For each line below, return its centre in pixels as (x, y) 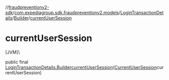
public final (17, 62)
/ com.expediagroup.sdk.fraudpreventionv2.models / (66, 13)
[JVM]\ (13, 52)
